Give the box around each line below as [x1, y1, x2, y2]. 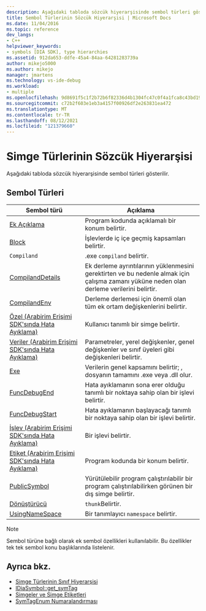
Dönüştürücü [9, 499, 47, 508]
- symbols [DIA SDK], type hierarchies [6, 49, 109, 55]
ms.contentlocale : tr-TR [6, 112, 70, 118]
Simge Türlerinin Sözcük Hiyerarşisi [6, 150, 193, 163]
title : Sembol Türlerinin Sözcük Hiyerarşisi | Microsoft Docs [6, 15, 172, 21]
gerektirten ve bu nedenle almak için [85, 269, 190, 278]
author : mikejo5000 [6, 60, 56, 66]
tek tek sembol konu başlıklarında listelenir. [6, 543, 115, 551]
